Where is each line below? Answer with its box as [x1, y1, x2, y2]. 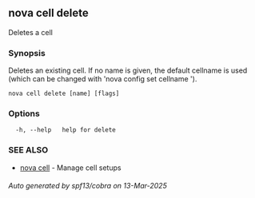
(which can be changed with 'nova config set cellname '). [8, 74, 197, 84]
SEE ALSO [8, 145, 49, 156]
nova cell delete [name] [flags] [8, 89, 120, 98]
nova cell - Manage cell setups [19, 163, 122, 172]
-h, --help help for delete [15, 126, 116, 134]
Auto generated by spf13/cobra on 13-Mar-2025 [8, 181, 168, 191]
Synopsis [8, 47, 46, 58]
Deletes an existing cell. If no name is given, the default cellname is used [8, 65, 248, 75]
